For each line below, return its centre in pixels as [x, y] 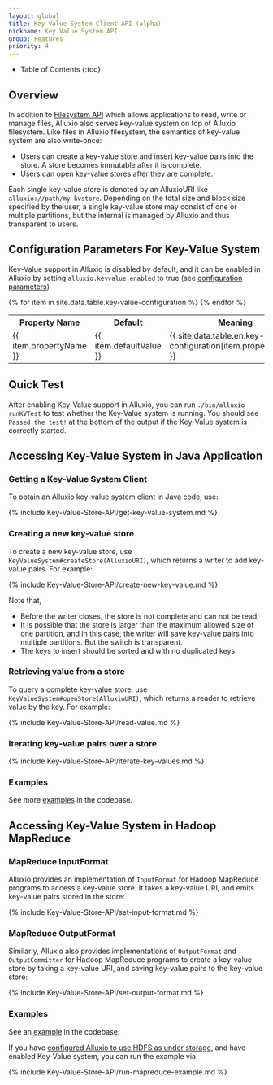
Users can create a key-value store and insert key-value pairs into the [137, 156]
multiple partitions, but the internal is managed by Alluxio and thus [119, 215]
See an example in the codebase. [64, 1031]
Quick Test [36, 385]
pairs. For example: [61, 569]
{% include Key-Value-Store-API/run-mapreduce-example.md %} [118, 1072]
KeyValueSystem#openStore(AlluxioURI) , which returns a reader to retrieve [132, 698]
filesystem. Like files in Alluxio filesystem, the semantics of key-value [124, 132]
